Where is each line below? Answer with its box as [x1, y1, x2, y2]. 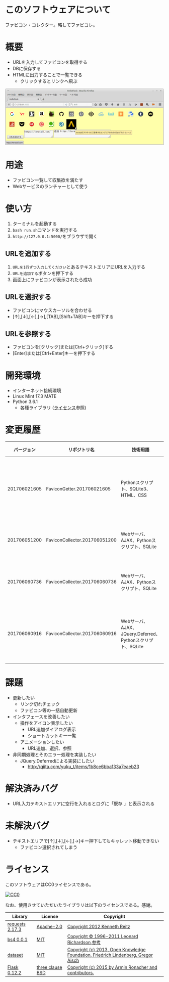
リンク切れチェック [20, 701, 60, 707]
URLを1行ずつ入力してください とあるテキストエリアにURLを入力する [12, 263, 146, 270]
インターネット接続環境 [12, 387, 61, 394]
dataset [7, 952, 24, 958]
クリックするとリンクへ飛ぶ [20, 78, 78, 84]
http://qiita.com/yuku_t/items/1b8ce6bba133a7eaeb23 [27, 764, 139, 770]
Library [12, 913, 28, 920]
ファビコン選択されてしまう [20, 844, 78, 851]
